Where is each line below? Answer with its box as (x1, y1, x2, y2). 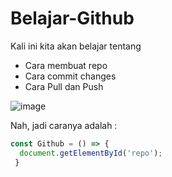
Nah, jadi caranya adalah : (10, 119, 118, 131)
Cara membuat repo (24, 59, 108, 71)
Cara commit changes (24, 70, 117, 82)
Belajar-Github (10, 7, 135, 30)
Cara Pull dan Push (24, 80, 104, 92)
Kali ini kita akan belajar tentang (10, 40, 142, 52)
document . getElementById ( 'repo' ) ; (19, 148, 163, 158)
